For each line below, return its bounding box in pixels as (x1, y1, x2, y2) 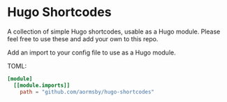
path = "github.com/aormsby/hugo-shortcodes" (20, 88, 155, 95)
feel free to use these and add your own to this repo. (7, 34, 159, 43)
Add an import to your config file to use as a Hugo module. (7, 48, 176, 57)
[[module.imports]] (13, 82, 71, 89)
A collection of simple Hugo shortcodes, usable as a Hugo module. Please (7, 27, 221, 36)
